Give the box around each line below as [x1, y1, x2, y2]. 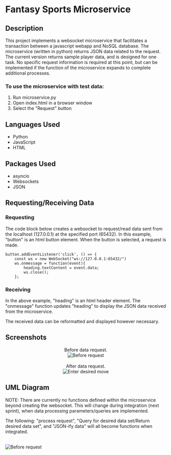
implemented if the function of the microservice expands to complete [5, 65, 151, 71]
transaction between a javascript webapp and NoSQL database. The [5, 43, 149, 49]
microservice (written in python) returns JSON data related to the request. [5, 49, 161, 54]
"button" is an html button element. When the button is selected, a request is [5, 236, 166, 242]
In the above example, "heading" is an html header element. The [5, 298, 141, 304]
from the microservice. [5, 308, 54, 314]
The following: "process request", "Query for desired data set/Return [5, 418, 150, 424]
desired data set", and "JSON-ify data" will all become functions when [5, 423, 153, 429]
